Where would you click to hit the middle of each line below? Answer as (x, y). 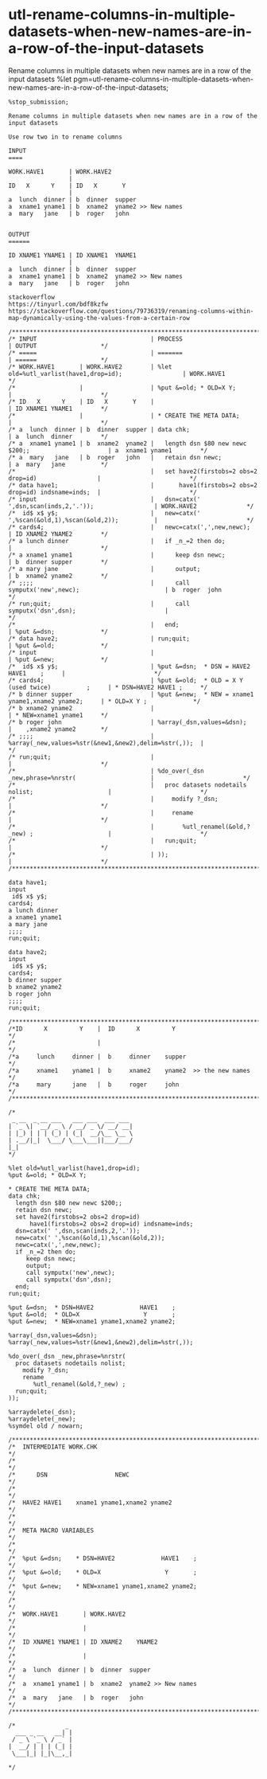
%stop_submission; (39, 102)
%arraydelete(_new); (43, 1419)
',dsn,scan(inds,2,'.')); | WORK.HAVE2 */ (131, 506)
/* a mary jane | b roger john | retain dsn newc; (115, 457)
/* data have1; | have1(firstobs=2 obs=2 (133, 485)
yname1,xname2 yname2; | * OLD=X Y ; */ (104, 701)
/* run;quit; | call (99, 604)
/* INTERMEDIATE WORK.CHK (53, 1447)
